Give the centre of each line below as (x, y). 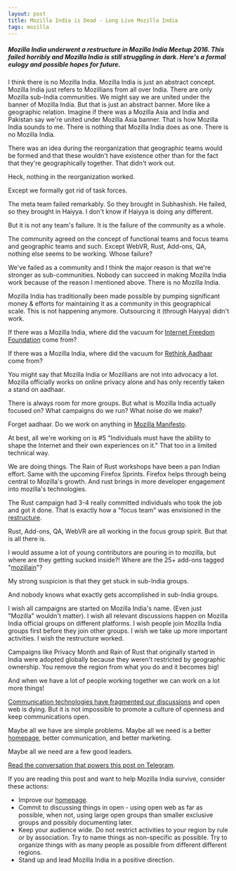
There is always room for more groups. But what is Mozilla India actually (112, 403)
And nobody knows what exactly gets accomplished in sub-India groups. (113, 595)
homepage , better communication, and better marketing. (90, 738)
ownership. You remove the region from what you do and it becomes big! (114, 667)
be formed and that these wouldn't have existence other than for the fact (113, 156)
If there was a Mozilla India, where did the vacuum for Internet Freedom (111, 333)
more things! (26, 688)
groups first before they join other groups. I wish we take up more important (118, 631)
